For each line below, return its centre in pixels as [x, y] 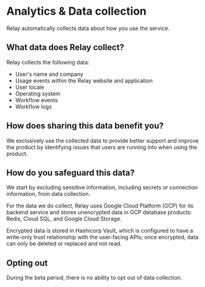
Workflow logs [33, 106]
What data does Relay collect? [65, 47]
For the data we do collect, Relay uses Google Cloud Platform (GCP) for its [100, 206]
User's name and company [49, 74]
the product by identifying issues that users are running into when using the [102, 147]
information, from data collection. [48, 194]
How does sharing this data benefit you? [85, 126]
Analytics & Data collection [76, 11]
